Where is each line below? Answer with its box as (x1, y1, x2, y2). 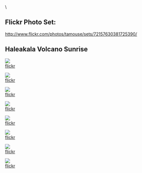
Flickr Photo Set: (5, 18, 56, 26)
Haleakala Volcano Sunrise (5, 45, 88, 53)
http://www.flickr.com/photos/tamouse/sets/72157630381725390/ (5, 31, 137, 37)
